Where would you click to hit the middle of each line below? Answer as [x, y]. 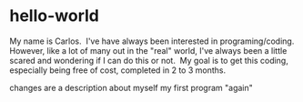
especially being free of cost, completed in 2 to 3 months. [117, 70]
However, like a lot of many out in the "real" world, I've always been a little [148, 50]
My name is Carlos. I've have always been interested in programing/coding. [152, 41]
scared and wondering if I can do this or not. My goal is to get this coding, [149, 60]
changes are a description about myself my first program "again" [131, 87]
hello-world [55, 16]
